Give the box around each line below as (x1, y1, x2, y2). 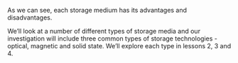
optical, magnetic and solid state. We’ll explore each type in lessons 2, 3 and (7, 42, 232, 50)
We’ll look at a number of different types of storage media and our (7, 27, 201, 35)
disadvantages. (7, 13, 53, 22)
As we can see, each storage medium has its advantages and (7, 6, 187, 14)
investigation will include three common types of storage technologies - (7, 34, 218, 43)
